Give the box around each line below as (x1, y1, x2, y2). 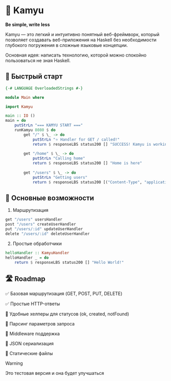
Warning (5, 360, 23, 366)
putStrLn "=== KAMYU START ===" (14, 123, 83, 128)
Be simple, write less (5, 21, 50, 28)
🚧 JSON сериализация (5, 341, 54, 347)
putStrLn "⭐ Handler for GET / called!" (32, 137, 120, 142)
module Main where (5, 95, 44, 100)
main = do (5, 118, 26, 123)
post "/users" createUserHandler (5, 222, 76, 227)
